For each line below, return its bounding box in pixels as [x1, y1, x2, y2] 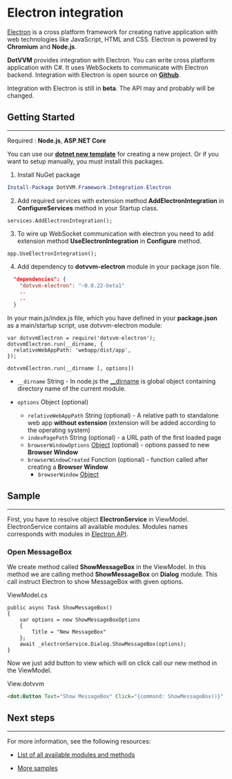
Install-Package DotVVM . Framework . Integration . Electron [7, 183, 171, 191]
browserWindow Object [37, 470, 99, 478]
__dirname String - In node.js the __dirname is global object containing [17, 377, 216, 385]
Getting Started [7, 111, 75, 123]
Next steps [7, 712, 55, 724]
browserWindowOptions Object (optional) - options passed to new [27, 441, 210, 449]
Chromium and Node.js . [7, 42, 77, 51]
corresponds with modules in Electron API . [7, 530, 128, 538]
